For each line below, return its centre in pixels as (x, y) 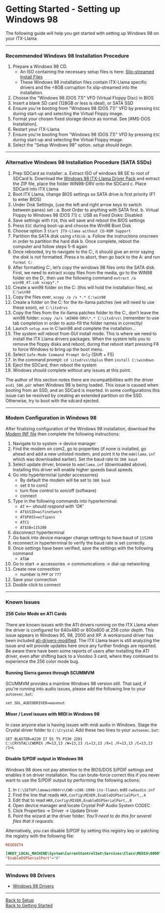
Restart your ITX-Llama (36, 130)
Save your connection (35, 579)
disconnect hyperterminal (39, 532)
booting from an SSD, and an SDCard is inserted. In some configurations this (83, 390)
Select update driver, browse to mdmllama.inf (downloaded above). (80, 464)
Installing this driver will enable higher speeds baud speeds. (73, 469)
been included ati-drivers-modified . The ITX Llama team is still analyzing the (82, 640)
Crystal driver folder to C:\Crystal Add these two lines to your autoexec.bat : (82, 730)
